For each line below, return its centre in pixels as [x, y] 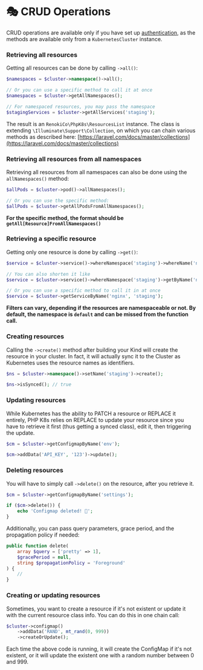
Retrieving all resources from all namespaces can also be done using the [97, 172]
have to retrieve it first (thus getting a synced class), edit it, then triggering [99, 426]
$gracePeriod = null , [44, 557]
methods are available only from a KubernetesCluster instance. [84, 39]
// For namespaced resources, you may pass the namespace [81, 107]
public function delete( [37, 546]
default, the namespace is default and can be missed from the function [98, 314]
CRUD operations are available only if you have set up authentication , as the [101, 32]
